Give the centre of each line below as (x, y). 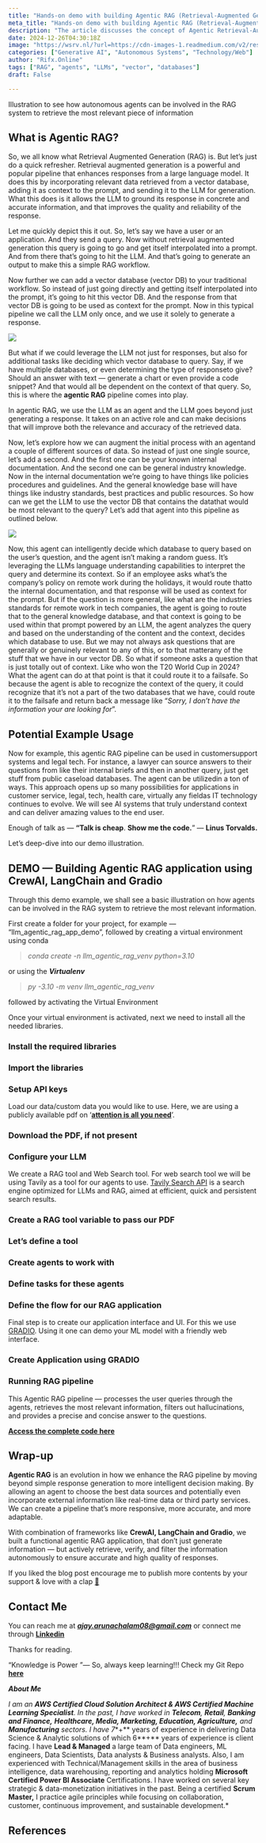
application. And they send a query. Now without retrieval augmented (122, 240)
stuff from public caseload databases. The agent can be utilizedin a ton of (129, 779)
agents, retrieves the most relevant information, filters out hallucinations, (127, 1407)
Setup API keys (38, 1089)
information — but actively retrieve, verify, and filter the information (118, 1549)
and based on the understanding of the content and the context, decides (127, 633)
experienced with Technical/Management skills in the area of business (123, 1764)
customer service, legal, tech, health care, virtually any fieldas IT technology (133, 796)
